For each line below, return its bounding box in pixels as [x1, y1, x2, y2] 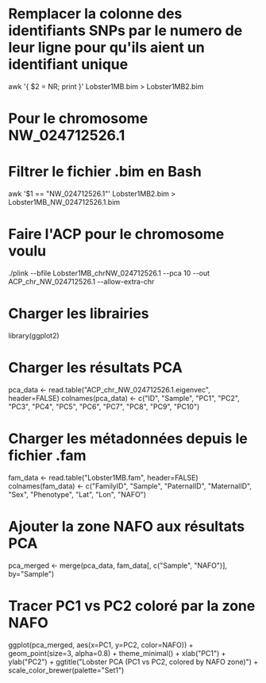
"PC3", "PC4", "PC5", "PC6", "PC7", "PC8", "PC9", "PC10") [8, 402, 200, 411]
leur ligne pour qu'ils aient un [8, 39, 205, 56]
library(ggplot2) [8, 330, 60, 340]
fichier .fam [8, 446, 87, 465]
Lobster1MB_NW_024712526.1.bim [8, 198, 121, 207]
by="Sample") [8, 569, 55, 578]
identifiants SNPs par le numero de [8, 21, 243, 40]
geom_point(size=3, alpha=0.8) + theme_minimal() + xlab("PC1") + [8, 648, 226, 658]
